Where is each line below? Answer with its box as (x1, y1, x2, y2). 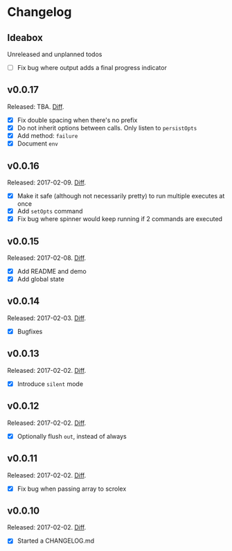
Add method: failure (17, 132, 78, 139)
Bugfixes (17, 327, 43, 335)
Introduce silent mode (17, 379, 84, 388)
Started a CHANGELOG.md (17, 536, 95, 545)
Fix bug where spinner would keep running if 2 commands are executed (17, 215, 223, 223)
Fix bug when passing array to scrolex (17, 484, 127, 493)
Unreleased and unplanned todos (7, 50, 102, 58)
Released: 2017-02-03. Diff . (7, 313, 87, 322)
